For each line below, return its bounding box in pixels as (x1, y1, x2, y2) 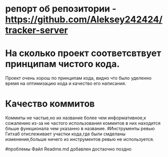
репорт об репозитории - (5, 3, 117, 15)
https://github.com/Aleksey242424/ (5, 14, 163, 25)
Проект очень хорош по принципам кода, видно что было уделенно (5, 75, 152, 81)
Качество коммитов (5, 98, 95, 110)
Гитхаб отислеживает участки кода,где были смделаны (5, 131, 126, 137)
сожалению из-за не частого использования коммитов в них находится (5, 120, 161, 126)
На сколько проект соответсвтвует (5, 47, 161, 59)
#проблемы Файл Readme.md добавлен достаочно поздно (5, 146, 132, 152)
